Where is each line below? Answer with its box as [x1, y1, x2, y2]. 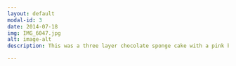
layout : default [7, 10, 55, 17]
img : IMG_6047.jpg [7, 29, 61, 37]
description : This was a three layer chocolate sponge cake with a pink [7, 42, 225, 49]
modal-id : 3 [7, 17, 42, 24]
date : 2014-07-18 [7, 23, 58, 30]
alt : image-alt [7, 36, 52, 43]
